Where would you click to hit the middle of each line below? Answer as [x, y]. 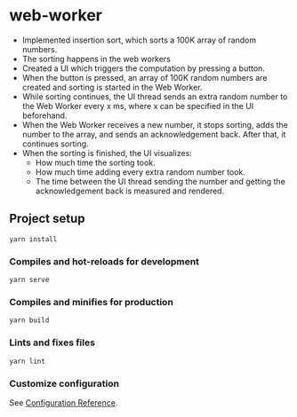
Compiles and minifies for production [91, 302]
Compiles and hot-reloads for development [104, 261]
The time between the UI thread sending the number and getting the [161, 181]
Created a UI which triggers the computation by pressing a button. [143, 68]
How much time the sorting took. [95, 162]
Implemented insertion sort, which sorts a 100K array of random [139, 40]
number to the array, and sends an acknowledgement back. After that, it [154, 134]
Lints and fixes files [52, 342]
